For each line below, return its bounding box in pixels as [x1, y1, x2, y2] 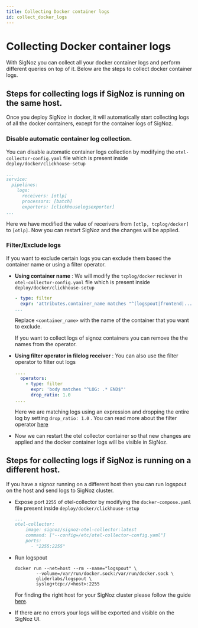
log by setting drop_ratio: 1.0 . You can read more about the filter [14, 414, 177, 421]
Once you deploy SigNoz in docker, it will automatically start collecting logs [6, 113, 189, 121]
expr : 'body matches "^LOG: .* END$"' [30, 386, 126, 393]
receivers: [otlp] [21, 193, 67, 199]
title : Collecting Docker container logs [6, 8, 110, 15]
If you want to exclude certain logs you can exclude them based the [6, 255, 171, 262]
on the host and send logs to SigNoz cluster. [6, 487, 114, 494]
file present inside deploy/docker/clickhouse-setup [14, 505, 139, 512]
